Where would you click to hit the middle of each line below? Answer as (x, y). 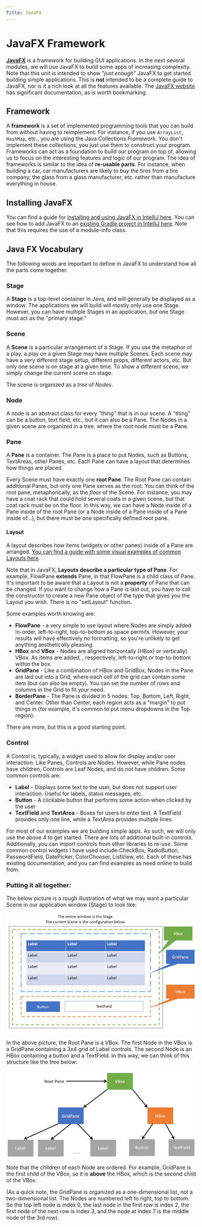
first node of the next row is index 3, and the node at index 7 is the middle (98, 1211)
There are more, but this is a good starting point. (66, 727)
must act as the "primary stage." (46, 318)
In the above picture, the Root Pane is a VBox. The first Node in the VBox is (99, 1043)
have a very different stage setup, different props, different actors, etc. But (99, 360)
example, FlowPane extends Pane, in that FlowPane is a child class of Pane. (101, 576)
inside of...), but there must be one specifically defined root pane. (87, 518)
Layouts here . (23, 558)
